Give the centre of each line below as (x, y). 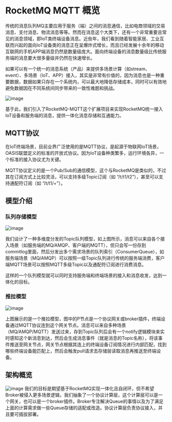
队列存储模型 (21, 217)
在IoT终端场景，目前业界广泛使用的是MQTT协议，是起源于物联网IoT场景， (83, 146)
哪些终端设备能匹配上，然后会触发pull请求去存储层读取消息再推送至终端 (81, 351)
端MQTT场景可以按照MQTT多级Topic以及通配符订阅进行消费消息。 (76, 265)
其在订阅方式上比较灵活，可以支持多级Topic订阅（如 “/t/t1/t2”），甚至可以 (82, 177)
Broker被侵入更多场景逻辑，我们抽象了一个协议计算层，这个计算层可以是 (82, 395)
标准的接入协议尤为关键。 (37, 159)
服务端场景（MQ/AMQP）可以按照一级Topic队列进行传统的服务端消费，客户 (85, 258)
